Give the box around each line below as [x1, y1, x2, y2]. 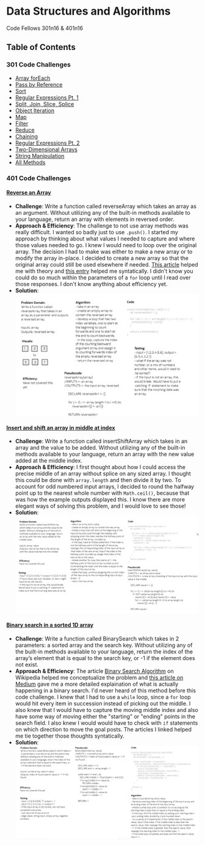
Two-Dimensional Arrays [15, 145, 78, 153]
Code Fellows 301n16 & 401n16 [6, 24, 84, 32]
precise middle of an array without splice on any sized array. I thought [15, 470, 191, 477]
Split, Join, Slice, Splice [15, 100, 74, 107]
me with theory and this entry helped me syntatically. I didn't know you [15, 267, 193, 275]
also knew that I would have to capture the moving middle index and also [15, 706, 198, 713]
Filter [15, 120, 29, 127]
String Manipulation [15, 152, 65, 159]
